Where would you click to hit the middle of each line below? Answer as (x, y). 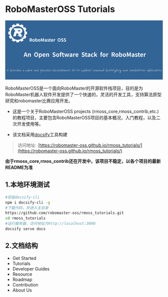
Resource (22, 274)
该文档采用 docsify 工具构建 (40, 134)
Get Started (24, 258)
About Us (22, 290)
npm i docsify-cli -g (28, 202)
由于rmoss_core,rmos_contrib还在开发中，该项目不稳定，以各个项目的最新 (83, 161)
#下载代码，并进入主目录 (27, 208)
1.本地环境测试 (27, 185)
